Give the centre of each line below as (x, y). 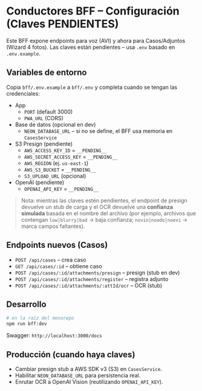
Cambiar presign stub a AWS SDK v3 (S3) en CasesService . (88, 369)
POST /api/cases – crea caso (50, 260)
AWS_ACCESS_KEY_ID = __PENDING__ (65, 150)
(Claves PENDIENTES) (63, 24)
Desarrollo (26, 304)
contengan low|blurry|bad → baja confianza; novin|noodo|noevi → (104, 219)
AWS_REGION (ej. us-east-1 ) (56, 163)
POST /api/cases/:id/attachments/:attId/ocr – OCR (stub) (89, 285)
